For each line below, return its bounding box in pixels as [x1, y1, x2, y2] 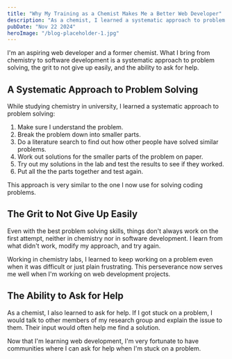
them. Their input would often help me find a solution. [7, 323, 161, 331]
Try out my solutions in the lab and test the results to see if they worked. [17, 160, 224, 168]
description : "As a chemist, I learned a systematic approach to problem [7, 17, 226, 24]
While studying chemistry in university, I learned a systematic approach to [7, 102, 219, 111]
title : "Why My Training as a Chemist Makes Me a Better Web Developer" [7, 10, 222, 17]
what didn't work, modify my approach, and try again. [7, 241, 161, 250]
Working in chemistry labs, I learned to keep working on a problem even [7, 255, 213, 263]
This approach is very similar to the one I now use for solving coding [7, 181, 204, 189]
